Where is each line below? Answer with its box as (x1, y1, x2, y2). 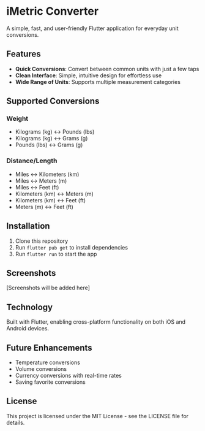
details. (6, 419, 25, 426)
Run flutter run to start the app (15, 250, 97, 257)
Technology (6, 302, 53, 312)
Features (6, 49, 41, 59)
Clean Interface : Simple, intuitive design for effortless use (15, 72, 162, 79)
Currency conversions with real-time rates (15, 372, 122, 379)
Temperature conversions (15, 359, 81, 366)
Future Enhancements (6, 342, 93, 353)
